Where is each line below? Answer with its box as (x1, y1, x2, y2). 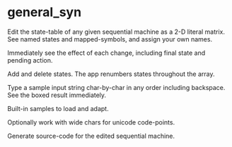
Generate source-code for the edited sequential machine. (7, 132, 175, 140)
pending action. (7, 56, 53, 64)
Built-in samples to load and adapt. (7, 104, 109, 113)
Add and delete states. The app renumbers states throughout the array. (7, 70, 215, 78)
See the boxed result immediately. (7, 91, 107, 99)
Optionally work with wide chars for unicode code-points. (7, 117, 175, 127)
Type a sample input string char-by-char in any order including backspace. (7, 83, 226, 91)
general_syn (7, 4, 82, 20)
